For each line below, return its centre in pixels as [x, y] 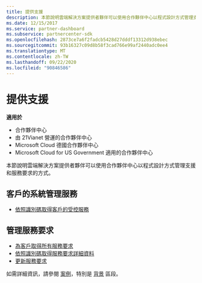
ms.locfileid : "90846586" [38, 68]
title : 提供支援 [25, 12]
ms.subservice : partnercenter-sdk [50, 34]
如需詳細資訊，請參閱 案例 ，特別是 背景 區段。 [64, 273]
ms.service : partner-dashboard [45, 29]
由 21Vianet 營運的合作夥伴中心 [53, 138]
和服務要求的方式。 [30, 173]
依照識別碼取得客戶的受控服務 [52, 210]
